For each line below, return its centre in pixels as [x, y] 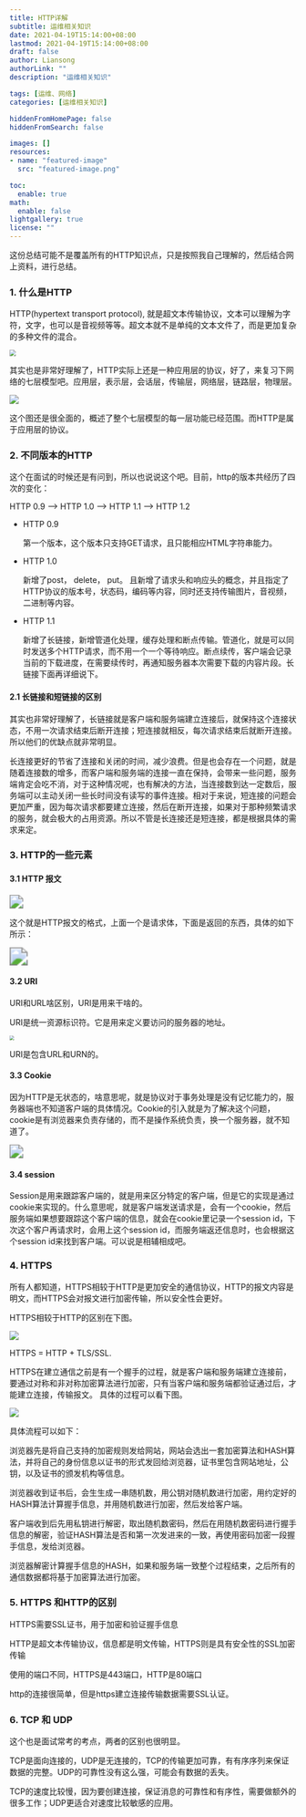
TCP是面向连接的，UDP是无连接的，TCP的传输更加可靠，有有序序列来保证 [149, 1760]
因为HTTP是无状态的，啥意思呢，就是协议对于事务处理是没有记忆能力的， [148, 1097]
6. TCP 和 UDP [41, 1719]
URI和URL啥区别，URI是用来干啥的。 [78, 1002]
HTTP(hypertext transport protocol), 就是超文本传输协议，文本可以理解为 [146, 314]
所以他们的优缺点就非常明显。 [65, 742]
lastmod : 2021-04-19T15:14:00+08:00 [79, 43]
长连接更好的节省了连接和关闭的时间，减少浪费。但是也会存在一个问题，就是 [153, 761]
